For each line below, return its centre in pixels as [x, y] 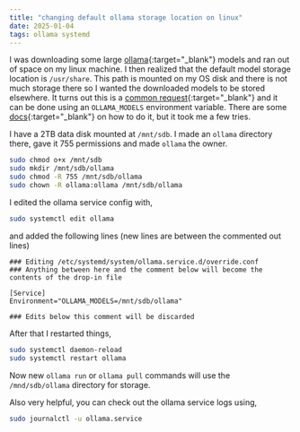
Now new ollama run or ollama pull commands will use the [120, 375]
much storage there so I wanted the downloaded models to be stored [137, 88]
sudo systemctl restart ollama [68, 358]
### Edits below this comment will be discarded [102, 316]
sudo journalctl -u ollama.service [76, 419]
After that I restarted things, [61, 333]
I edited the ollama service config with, [81, 202]
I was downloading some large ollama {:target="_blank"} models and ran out [150, 60]
